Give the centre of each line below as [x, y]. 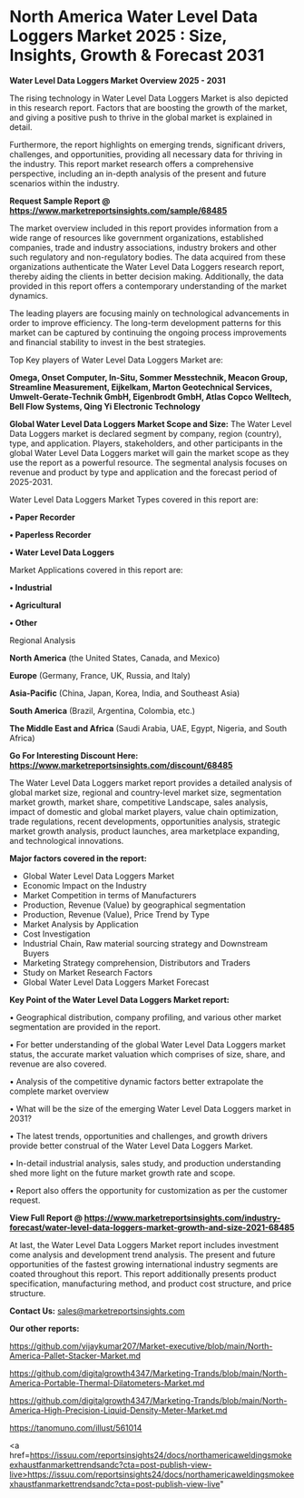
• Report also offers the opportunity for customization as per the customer [148, 1190]
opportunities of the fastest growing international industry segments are [144, 1264]
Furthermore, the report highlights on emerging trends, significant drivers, [147, 144]
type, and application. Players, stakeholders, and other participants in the [146, 443]
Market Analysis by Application [80, 924]
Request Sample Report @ [60, 201]
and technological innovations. [67, 840]
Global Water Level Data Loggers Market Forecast [116, 982]
